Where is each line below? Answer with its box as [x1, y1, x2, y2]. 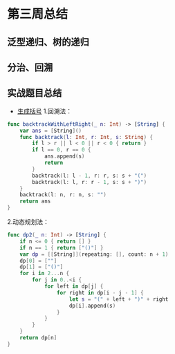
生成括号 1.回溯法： [17, 106, 73, 115]
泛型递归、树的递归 [7, 36, 89, 48]
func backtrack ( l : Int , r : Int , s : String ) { [19, 133, 154, 140]
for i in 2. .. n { [19, 270, 70, 277]
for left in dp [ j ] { [44, 283, 104, 290]
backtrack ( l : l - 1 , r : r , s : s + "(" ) [32, 172, 147, 179]
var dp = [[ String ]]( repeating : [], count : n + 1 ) [19, 250, 169, 258]
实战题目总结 [7, 87, 62, 99]
